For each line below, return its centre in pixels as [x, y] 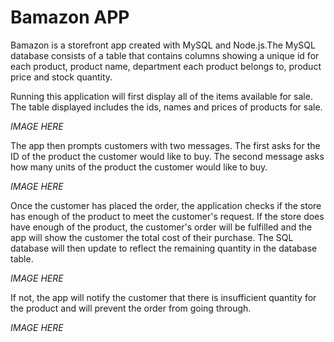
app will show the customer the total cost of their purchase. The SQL [152, 237]
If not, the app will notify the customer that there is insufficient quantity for [163, 297]
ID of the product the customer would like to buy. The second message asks [167, 156]
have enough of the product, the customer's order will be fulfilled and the [161, 227]
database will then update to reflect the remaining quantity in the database [164, 248]
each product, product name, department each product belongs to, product [166, 66]
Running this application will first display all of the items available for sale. [161, 96]
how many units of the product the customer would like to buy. [139, 167]
